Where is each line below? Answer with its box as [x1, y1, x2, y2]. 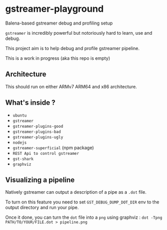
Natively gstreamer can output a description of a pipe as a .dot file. [5, 189, 147, 195]
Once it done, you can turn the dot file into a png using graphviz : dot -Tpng [5, 214, 162, 220]
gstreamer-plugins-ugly [12, 134, 64, 140]
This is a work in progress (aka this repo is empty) [5, 55, 110, 61]
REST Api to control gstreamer [12, 151, 79, 156]
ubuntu [12, 113, 27, 118]
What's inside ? [5, 98, 56, 107]
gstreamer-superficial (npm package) [12, 144, 94, 151]
